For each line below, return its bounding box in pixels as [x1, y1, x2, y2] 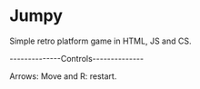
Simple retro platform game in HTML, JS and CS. [9, 35, 192, 46]
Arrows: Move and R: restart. [9, 70, 117, 82]
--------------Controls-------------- [9, 53, 144, 64]
